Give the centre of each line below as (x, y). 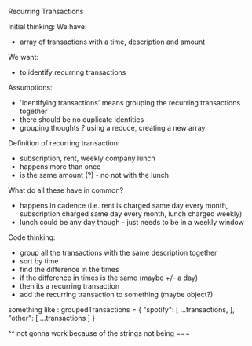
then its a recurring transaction (69, 286)
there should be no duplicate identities (82, 120)
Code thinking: (32, 237)
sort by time (39, 261)
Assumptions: (30, 87)
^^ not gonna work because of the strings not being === (99, 333)
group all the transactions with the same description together (118, 252)
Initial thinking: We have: (47, 26)
